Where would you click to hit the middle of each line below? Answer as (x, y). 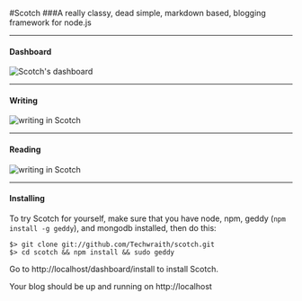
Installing (27, 199)
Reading (25, 149)
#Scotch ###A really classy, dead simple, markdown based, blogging (138, 13)
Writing (24, 100)
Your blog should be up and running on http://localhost (111, 286)
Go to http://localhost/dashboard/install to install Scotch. (114, 269)
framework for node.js (50, 22)
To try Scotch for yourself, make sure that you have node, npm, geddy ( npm (147, 218)
